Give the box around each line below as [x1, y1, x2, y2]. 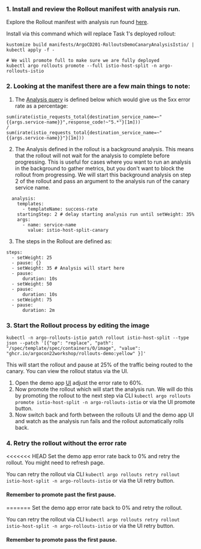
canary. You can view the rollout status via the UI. [6, 367, 129, 374]
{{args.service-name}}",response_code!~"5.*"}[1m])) [6, 119, 141, 125]
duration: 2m [22, 307, 55, 313]
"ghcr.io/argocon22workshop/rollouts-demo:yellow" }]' [6, 350, 146, 356]
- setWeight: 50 [11, 281, 52, 287]
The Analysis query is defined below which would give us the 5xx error [14, 96, 191, 103]
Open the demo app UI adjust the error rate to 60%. [14, 379, 143, 386]
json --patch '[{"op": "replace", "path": [6, 340, 114, 346]
